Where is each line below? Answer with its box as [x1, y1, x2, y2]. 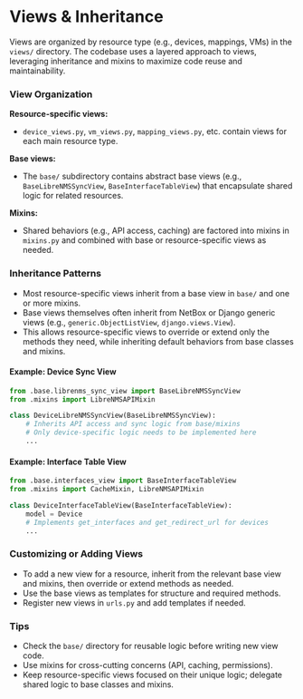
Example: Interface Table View [9, 456, 127, 467]
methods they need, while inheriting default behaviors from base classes [22, 335, 294, 346]
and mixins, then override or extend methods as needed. [22, 578, 234, 588]
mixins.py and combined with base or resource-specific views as [22, 235, 267, 246]
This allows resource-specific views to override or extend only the [22, 326, 270, 337]
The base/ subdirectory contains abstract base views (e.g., [22, 170, 242, 182]
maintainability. [9, 65, 66, 76]
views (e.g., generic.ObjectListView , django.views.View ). [22, 316, 236, 327]
